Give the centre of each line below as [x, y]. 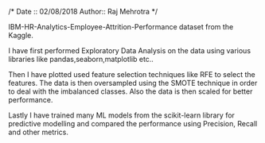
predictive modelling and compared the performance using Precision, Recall [133, 124]
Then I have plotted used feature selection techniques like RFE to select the [132, 74]
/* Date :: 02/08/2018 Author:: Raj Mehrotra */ [83, 12]
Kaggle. [21, 35]
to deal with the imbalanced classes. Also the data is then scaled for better [131, 91]
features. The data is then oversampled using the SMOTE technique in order [133, 83]
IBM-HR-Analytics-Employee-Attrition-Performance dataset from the [121, 27]
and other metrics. [39, 132]
